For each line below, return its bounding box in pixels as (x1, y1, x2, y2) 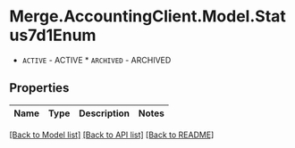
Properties (9, 80, 70, 95)
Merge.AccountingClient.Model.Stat (9, 6, 286, 27)
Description (79, 107, 130, 119)
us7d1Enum (9, 25, 97, 45)
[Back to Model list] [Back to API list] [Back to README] (9, 129, 215, 140)
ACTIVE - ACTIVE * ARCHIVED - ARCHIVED (21, 54, 172, 65)
